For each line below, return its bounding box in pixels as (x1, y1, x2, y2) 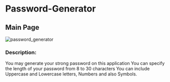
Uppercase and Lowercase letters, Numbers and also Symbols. (5, 71, 138, 77)
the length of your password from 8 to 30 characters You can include (5, 66, 150, 72)
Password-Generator (5, 3, 96, 15)
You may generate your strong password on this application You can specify (5, 60, 165, 66)
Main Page (5, 23, 40, 32)
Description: (5, 49, 37, 56)
